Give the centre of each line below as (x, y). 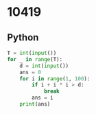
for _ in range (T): (35, 59)
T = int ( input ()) (32, 53)
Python (23, 37)
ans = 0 (30, 72)
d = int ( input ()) (44, 66)
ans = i (43, 98)
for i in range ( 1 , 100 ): (55, 79)
